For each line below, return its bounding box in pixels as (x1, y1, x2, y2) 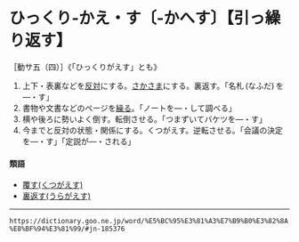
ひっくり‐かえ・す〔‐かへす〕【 (9, 8, 234, 28)
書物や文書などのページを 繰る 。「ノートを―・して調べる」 (21, 102, 238, 113)
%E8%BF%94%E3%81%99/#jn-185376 (9, 224, 125, 234)
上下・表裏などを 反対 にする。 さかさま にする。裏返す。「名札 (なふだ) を (21, 80, 284, 91)
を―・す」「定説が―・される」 (21, 135, 136, 147)
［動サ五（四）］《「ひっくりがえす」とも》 (9, 61, 162, 72)
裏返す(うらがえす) (21, 190, 92, 201)
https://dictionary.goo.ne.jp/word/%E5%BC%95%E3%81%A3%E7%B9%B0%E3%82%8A (9, 217, 289, 226)
